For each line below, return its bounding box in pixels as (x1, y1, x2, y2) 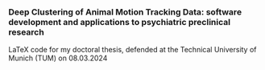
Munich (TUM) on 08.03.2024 (8, 53, 108, 63)
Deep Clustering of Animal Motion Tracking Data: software (8, 6, 242, 18)
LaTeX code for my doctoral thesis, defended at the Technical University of (8, 45, 257, 55)
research (8, 27, 44, 38)
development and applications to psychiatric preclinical (8, 16, 231, 27)
